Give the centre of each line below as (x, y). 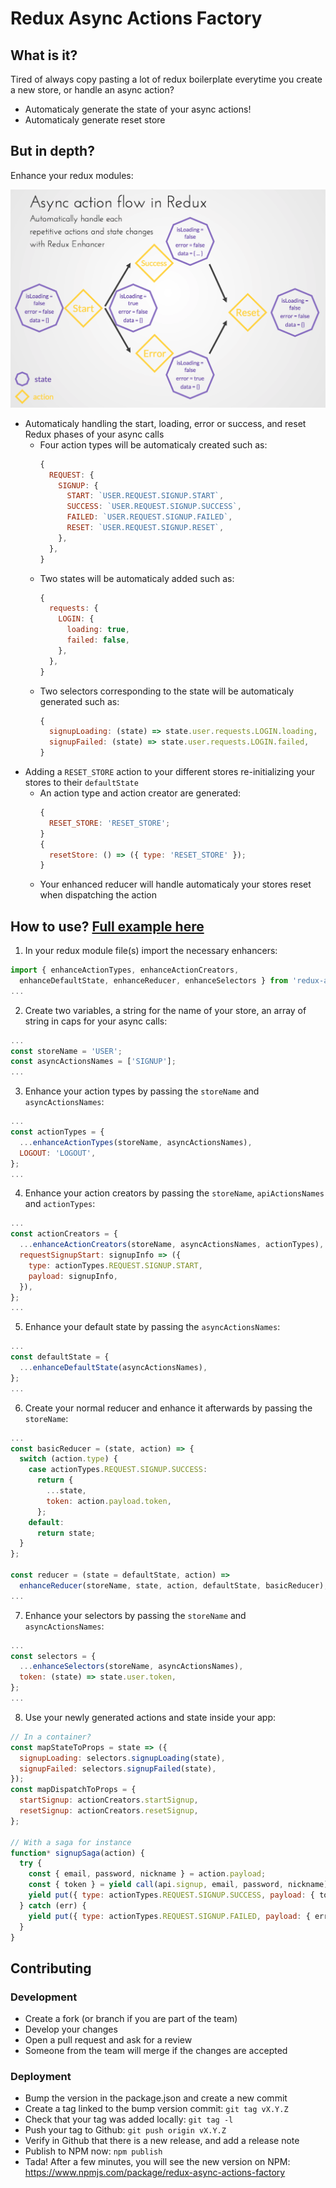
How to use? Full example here (107, 926)
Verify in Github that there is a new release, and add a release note (162, 2141)
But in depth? (52, 151)
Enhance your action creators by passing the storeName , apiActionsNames (174, 1193)
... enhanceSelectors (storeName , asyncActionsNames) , (131, 1667)
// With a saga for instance (71, 1842)
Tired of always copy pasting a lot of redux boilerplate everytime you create (166, 79)
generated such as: (79, 701)
